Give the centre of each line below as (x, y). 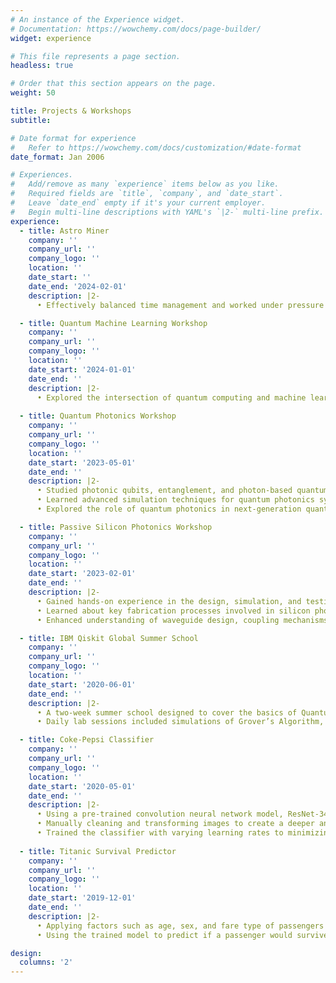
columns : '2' (46, 962)
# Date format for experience (73, 138)
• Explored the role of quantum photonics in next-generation (169, 509)
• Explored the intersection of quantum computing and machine (171, 397)
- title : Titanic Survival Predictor (98, 851)
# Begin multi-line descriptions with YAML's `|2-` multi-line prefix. (167, 212)
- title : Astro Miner (64, 231)
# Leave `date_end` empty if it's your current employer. (138, 203)
